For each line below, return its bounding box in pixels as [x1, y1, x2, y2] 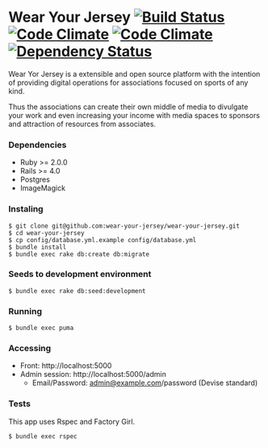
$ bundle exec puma [8, 324, 74, 333]
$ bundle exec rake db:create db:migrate [8, 250, 150, 258]
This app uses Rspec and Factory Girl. [8, 417, 136, 426]
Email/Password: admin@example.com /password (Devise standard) [31, 378, 258, 387]
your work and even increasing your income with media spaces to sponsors [8, 110, 261, 120]
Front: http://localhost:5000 [19, 361, 112, 371]
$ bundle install [8, 243, 67, 251]
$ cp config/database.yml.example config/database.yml [8, 236, 197, 244]
